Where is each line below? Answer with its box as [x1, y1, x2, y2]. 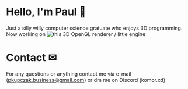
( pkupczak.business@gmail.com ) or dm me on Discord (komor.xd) [6, 76, 166, 83]
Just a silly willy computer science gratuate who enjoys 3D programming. [6, 24, 183, 31]
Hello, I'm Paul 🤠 [6, 5, 86, 19]
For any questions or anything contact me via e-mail [6, 70, 131, 77]
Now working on [6, 30, 46, 37]
